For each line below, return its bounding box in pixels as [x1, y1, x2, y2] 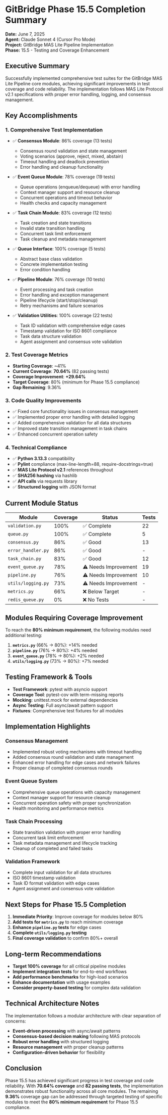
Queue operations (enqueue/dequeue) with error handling [20, 184, 140, 190]
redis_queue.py [8, 597, 44, 603]
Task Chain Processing [5, 817, 63, 825]
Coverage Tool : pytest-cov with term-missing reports [12, 691, 124, 698]
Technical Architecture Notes [5, 999, 100, 1008]
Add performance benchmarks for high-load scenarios [12, 974, 128, 980]
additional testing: [5, 632, 43, 638]
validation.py [8, 523, 42, 529]
